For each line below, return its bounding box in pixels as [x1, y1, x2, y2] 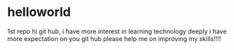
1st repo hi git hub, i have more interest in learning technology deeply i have [7, 27, 227, 35]
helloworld [7, 4, 71, 20]
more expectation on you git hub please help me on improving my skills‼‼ [7, 34, 221, 42]
